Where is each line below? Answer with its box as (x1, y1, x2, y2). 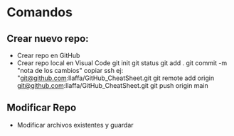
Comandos (6, 4, 73, 21)
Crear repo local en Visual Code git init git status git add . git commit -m (16, 59, 228, 67)
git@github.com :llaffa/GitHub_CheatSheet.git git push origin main (16, 81, 208, 89)
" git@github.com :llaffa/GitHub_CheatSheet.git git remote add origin (16, 74, 215, 82)
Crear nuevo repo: (6, 33, 90, 45)
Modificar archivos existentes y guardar (16, 120, 134, 129)
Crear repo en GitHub (16, 51, 80, 59)
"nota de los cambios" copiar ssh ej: (16, 67, 124, 74)
